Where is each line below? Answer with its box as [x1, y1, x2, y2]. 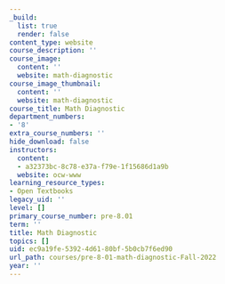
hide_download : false [9, 137, 90, 146]
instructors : [9, 145, 58, 154]
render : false [17, 29, 69, 38]
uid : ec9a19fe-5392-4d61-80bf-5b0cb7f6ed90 [9, 245, 173, 254]
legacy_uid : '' [9, 195, 66, 205]
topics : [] [9, 237, 50, 246]
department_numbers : [9, 112, 86, 121]
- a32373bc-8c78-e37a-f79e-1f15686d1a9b [17, 162, 169, 171]
